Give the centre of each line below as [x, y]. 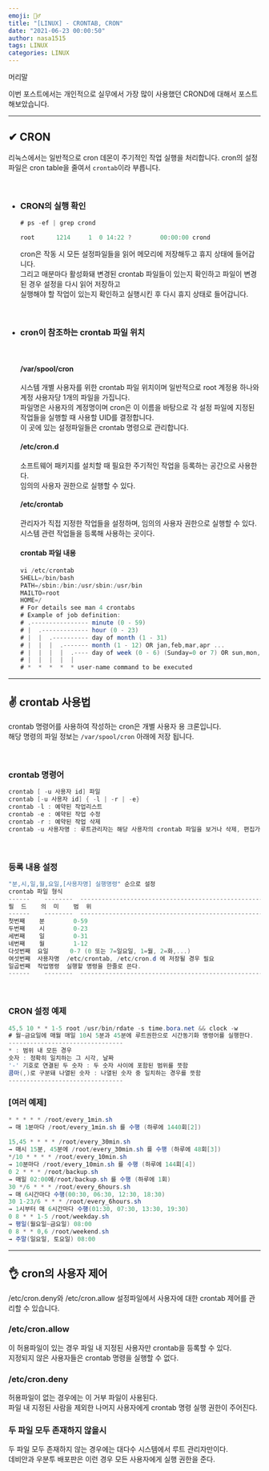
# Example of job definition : [70, 616]
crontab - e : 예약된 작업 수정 [55, 814]
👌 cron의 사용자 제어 [58, 1274]
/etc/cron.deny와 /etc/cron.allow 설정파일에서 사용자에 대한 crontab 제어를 [128, 1298]
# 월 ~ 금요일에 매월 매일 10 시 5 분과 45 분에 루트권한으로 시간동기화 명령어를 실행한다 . [131, 1036]
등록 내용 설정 [33, 867]
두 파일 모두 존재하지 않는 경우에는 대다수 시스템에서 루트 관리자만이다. [118, 1449]
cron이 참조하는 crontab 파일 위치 [82, 332]
